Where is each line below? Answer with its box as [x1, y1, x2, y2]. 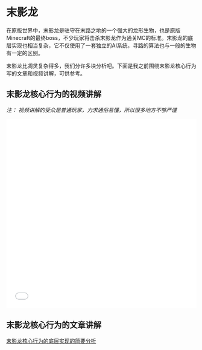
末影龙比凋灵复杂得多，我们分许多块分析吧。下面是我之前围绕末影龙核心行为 [6, 62, 197, 70]
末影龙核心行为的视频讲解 [6, 89, 101, 100]
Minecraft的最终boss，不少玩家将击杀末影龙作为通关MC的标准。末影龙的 [6, 34, 188, 41]
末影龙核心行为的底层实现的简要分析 [6, 337, 96, 345]
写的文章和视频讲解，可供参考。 [6, 70, 86, 77]
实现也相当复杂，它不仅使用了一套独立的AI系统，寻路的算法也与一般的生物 [11, 42, 197, 49]
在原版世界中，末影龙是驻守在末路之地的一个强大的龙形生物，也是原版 [6, 27, 181, 34]
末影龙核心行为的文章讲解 [6, 320, 101, 330]
